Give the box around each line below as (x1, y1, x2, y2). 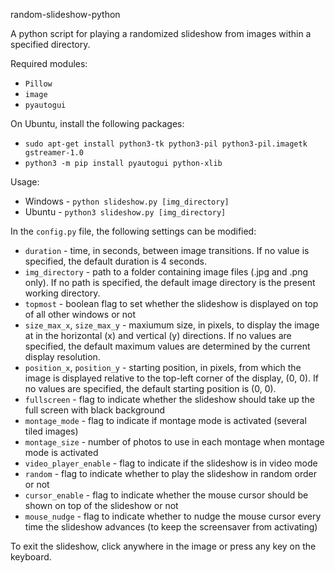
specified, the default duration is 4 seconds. (24, 255, 207, 267)
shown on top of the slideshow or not (24, 500, 179, 511)
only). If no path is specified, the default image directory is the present (24, 277, 316, 288)
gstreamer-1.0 (24, 148, 84, 158)
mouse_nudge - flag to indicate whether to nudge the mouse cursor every (24, 510, 322, 522)
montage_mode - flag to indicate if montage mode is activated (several (24, 415, 307, 426)
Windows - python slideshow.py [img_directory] (24, 195, 230, 207)
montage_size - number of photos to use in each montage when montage (24, 436, 325, 448)
